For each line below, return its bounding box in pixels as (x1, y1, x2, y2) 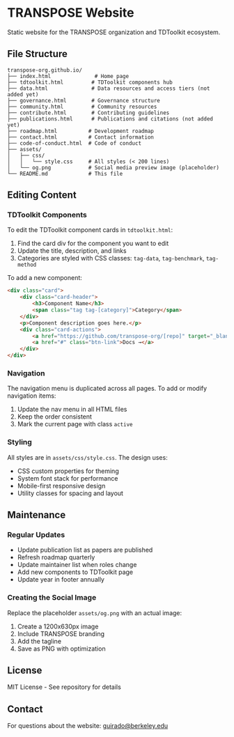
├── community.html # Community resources (7, 103, 157, 110)
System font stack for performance (17, 474, 118, 482)
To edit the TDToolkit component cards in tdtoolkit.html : (7, 226, 173, 234)
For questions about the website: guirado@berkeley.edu (7, 722, 169, 730)
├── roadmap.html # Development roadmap (7, 127, 155, 134)
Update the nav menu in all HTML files (17, 405, 127, 414)
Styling (7, 437, 33, 447)
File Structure (7, 48, 68, 60)
